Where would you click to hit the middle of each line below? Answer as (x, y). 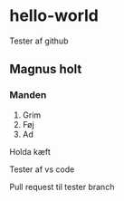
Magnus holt (46, 69)
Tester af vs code (42, 169)
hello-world (54, 16)
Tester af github (39, 41)
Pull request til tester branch (62, 187)
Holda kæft (30, 151)
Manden (28, 95)
